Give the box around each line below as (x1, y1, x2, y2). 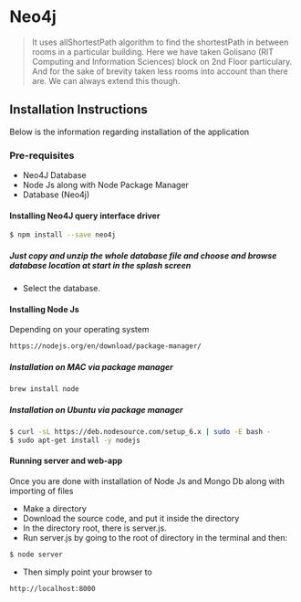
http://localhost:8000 (9, 584, 96, 593)
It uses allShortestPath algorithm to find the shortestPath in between (31, 37, 289, 48)
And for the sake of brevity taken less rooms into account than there (31, 66, 289, 77)
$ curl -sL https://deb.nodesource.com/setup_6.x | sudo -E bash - (9, 427, 272, 436)
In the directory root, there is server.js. (22, 523, 167, 533)
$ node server (9, 550, 64, 559)
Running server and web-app (9, 455, 123, 467)
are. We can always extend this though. (31, 75, 181, 86)
